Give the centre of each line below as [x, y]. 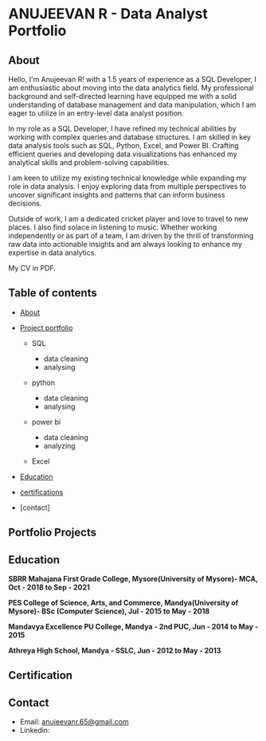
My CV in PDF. [32, 268]
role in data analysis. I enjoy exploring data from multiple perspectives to [127, 186]
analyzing [59, 445]
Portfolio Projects [53, 533]
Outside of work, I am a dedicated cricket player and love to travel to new [128, 219]
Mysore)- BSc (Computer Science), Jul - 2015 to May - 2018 [109, 611]
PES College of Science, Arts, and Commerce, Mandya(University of [123, 603]
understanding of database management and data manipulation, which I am [132, 105]
